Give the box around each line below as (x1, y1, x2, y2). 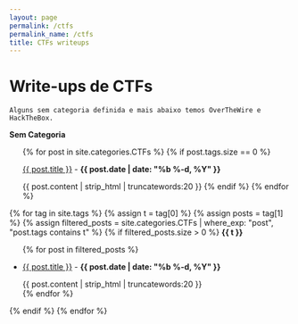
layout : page (9, 12, 58, 22)
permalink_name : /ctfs (9, 29, 94, 38)
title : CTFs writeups (9, 37, 90, 47)
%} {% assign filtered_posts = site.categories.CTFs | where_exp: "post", (9, 218, 274, 228)
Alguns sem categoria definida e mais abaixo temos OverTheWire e (9, 106, 261, 115)
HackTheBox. (9, 113, 54, 123)
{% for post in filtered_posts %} (21, 245, 139, 255)
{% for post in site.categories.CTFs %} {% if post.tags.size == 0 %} (21, 146, 271, 157)
